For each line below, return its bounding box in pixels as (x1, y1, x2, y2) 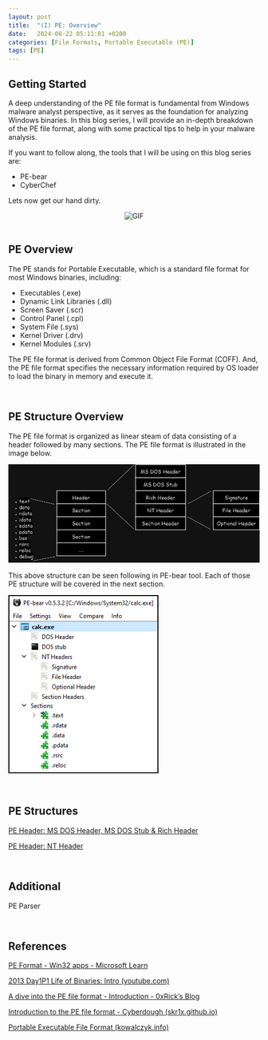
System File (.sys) (19, 322, 79, 331)
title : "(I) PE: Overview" (8, 21, 102, 30)
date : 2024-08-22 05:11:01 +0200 (8, 30, 127, 38)
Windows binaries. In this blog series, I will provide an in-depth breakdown (8, 115, 254, 125)
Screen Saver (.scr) (19, 304, 84, 315)
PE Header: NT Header (8, 841, 84, 851)
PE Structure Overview (8, 410, 124, 423)
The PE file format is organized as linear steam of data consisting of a (8, 431, 237, 441)
